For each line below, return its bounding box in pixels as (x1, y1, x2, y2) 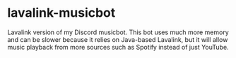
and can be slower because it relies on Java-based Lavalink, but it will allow (7, 35, 228, 43)
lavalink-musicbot (7, 5, 116, 21)
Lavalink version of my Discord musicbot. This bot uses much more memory (7, 28, 230, 36)
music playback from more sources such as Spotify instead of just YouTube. (7, 43, 229, 51)
